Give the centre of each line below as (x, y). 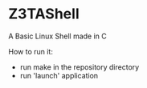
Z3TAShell (44, 14)
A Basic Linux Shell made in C (57, 36)
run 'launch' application (59, 75)
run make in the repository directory (80, 67)
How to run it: (31, 51)
